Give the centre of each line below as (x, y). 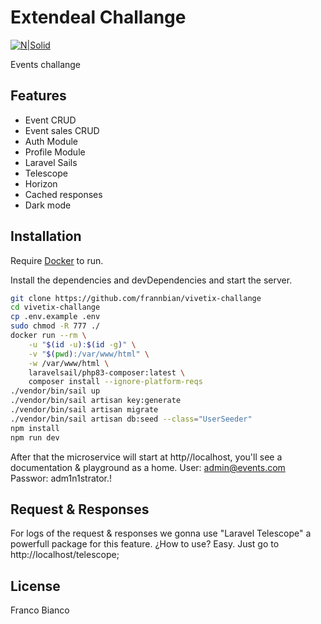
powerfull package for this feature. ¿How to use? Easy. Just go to (145, 544)
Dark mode (48, 205)
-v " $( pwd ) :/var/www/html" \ (89, 354)
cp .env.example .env (55, 317)
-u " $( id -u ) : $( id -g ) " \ (82, 344)
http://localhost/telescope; (65, 555)
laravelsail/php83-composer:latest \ (107, 372)
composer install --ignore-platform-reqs (115, 382)
